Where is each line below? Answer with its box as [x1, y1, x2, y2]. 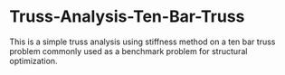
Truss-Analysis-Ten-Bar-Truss [9, 6, 245, 27]
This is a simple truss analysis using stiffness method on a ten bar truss [9, 36, 276, 47]
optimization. [9, 55, 58, 66]
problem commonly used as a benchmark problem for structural [9, 45, 248, 56]
